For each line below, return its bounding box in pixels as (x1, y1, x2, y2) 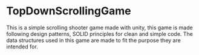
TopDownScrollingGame (6, 4, 131, 18)
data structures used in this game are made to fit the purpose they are (6, 36, 181, 44)
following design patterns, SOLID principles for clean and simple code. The (6, 30, 194, 37)
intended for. (6, 43, 38, 50)
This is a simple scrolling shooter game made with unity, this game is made (6, 24, 193, 31)
